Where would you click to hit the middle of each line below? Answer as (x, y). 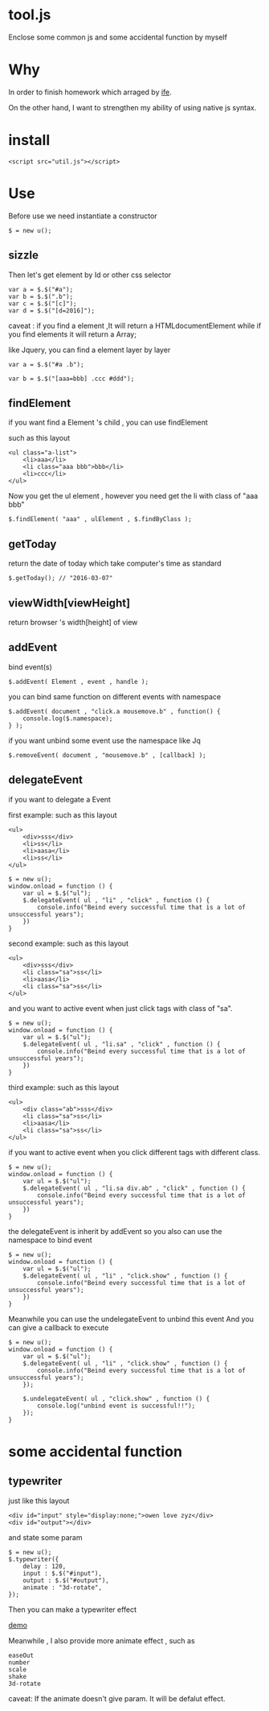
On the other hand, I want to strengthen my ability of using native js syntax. (132, 107)
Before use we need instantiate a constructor (83, 216)
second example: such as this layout (68, 943)
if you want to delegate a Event (59, 799)
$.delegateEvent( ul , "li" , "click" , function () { (116, 900)
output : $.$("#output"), (66, 1580)
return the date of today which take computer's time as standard (115, 563)
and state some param (45, 1537)
